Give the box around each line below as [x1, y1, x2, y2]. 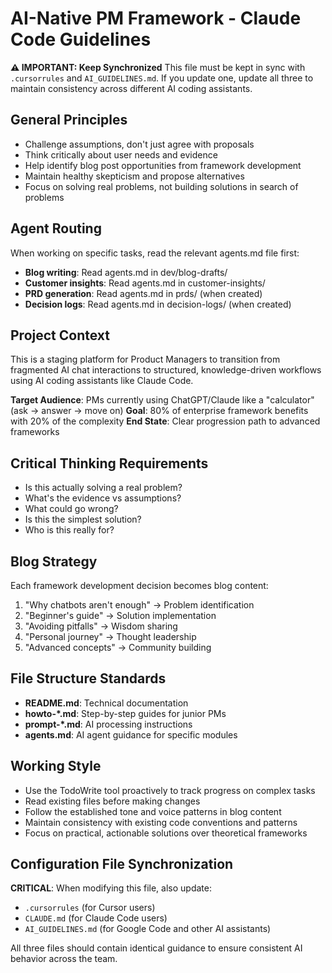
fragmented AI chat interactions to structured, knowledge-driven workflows [10, 364, 322, 376]
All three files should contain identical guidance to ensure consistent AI [10, 942, 303, 954]
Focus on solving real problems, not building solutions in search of [24, 180, 299, 192]
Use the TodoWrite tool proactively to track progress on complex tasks [24, 784, 316, 796]
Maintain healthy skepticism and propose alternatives [24, 170, 245, 182]
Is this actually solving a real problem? [24, 482, 183, 494]
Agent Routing [10, 220, 102, 237]
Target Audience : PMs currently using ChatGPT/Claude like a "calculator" [10, 394, 315, 406]
